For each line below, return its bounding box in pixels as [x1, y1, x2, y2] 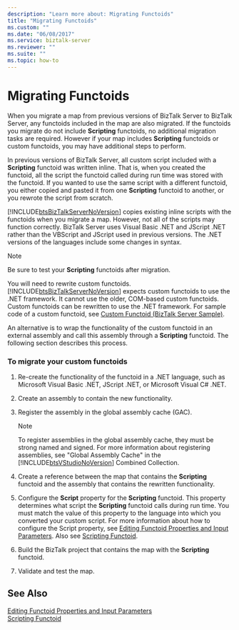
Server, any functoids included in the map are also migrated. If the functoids [7, 119, 231, 127]
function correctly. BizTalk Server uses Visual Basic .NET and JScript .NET [7, 222, 226, 231]
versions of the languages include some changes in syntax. [7, 237, 182, 246]
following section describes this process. [7, 339, 128, 347]
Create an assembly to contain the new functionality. [17, 394, 173, 402]
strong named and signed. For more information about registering [17, 443, 210, 451]
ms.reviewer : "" [7, 44, 56, 51]
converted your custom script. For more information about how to [17, 516, 210, 525]
